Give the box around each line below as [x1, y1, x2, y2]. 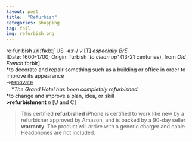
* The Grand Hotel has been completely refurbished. [11, 86, 139, 93]
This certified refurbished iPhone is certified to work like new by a [20, 111, 185, 118]
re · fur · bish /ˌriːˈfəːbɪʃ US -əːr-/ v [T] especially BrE [6, 47, 128, 54]
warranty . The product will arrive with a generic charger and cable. [20, 123, 187, 130]
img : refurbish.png [6, 31, 55, 37]
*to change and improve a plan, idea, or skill [6, 93, 114, 100]
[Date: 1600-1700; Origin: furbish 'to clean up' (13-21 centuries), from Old [6, 53, 186, 61]
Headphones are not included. [20, 129, 95, 137]
